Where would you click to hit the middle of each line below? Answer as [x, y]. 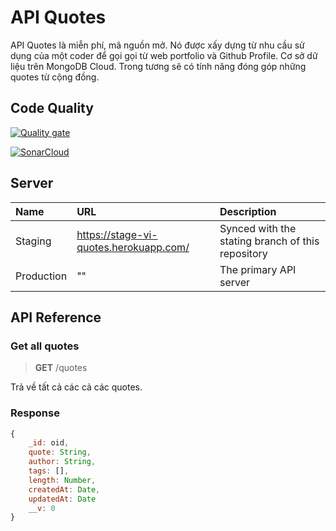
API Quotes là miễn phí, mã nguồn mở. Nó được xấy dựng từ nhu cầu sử [157, 45]
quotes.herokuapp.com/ [133, 247]
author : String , [62, 462]
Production [41, 276]
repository [243, 253]
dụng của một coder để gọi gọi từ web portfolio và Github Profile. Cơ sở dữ [164, 55]
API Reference [56, 317]
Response [35, 413]
